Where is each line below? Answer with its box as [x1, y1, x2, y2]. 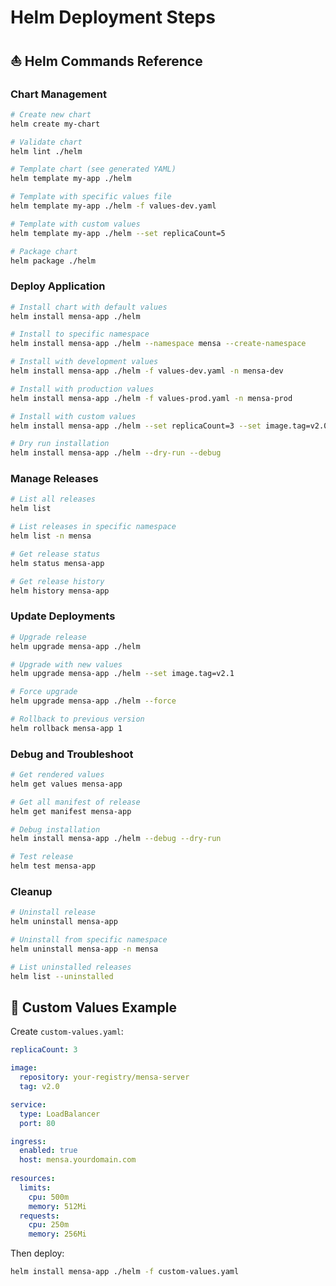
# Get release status [10, 549, 101, 559]
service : [10, 1099, 47, 1110]
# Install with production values [10, 384, 155, 394]
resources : [10, 1174, 56, 1184]
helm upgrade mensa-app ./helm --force [10, 696, 177, 706]
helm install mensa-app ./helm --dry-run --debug [10, 448, 222, 458]
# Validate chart [10, 137, 83, 147]
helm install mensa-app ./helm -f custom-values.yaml [10, 1267, 240, 1277]
